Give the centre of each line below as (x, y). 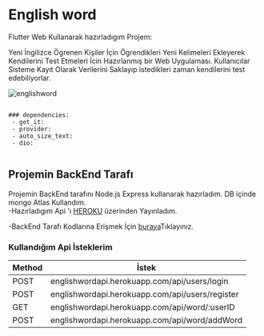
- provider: (32, 129)
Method (28, 268)
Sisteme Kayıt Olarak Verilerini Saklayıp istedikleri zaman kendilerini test (127, 69)
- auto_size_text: (42, 136)
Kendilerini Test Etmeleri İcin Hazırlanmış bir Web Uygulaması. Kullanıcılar (129, 61)
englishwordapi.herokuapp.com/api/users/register (145, 294)
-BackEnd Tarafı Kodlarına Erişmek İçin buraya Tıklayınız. (101, 226)
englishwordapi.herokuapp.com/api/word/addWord (146, 320)
